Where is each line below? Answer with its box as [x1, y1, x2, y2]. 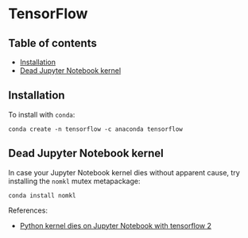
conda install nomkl [8, 191, 77, 199]
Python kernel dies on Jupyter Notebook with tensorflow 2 [19, 221, 212, 230]
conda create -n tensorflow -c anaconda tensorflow [8, 125, 183, 133]
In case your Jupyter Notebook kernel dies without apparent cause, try [8, 167, 240, 177]
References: [8, 205, 48, 215]
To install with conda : [8, 109, 76, 119]
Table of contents [8, 36, 97, 50]
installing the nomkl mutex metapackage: [8, 176, 141, 186]
